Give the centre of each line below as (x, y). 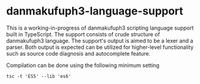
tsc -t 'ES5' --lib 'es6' (39, 76)
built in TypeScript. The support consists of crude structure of (83, 34)
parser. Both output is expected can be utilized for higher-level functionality (100, 47)
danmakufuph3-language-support (95, 11)
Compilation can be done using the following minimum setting (83, 65)
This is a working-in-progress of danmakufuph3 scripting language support (100, 28)
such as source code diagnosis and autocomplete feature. (78, 53)
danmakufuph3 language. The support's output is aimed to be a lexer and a (100, 40)
